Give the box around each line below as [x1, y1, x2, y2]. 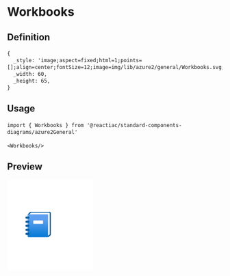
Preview [7, 161, 43, 173]
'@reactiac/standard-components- [86, 122, 183, 128]
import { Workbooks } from [7, 122, 84, 128]
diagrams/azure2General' [7, 128, 78, 135]
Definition [7, 31, 50, 43]
